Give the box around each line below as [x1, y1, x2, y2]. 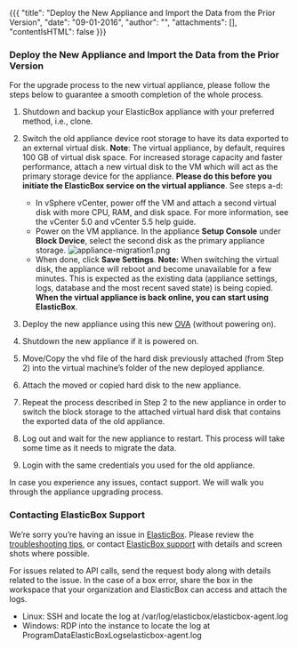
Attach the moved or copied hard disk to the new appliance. [21, 380, 242, 390]
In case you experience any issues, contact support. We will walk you [9, 477, 264, 488]
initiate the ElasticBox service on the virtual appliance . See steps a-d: [21, 180, 284, 191]
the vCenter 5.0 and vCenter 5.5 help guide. [35, 217, 197, 228]
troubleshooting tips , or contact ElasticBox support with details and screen [9, 538, 283, 549]
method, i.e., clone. [21, 116, 93, 127]
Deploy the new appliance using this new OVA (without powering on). [21, 319, 277, 330]
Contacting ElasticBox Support [9, 509, 145, 521]
